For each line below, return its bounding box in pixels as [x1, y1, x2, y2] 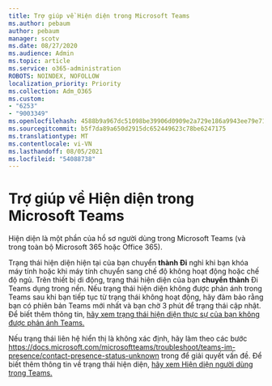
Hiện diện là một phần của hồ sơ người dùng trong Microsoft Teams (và [8, 234, 246, 244]
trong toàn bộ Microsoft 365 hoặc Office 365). [8, 242, 164, 252]
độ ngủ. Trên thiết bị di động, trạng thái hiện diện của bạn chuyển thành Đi [8, 275, 259, 285]
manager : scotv [8, 34, 60, 43]
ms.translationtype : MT [8, 132, 89, 140]
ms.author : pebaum [8, 19, 70, 28]
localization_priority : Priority [8, 79, 121, 87]
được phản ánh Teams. [8, 318, 85, 328]
